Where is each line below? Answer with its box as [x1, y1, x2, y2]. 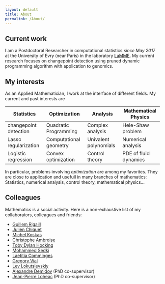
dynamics [122, 156, 145, 163]
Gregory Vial [12, 257, 38, 263]
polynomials [87, 142, 115, 149]
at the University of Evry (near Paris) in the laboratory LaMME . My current [5, 53, 155, 59]
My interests [5, 77, 45, 86]
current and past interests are [5, 96, 65, 101]
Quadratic [46, 122, 69, 128]
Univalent [87, 136, 110, 142]
